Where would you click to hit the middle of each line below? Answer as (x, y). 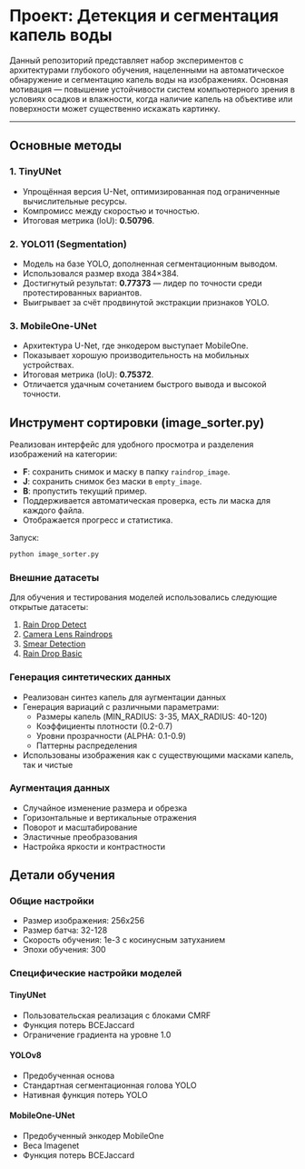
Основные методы (66, 146)
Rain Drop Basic (53, 654)
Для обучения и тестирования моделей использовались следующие (143, 597)
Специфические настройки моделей (96, 974)
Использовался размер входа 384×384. (101, 273)
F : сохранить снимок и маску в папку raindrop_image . (126, 472)
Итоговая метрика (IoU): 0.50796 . (89, 220)
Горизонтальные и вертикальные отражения (109, 817)
